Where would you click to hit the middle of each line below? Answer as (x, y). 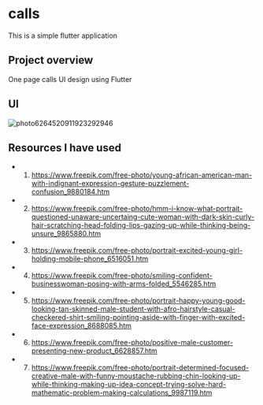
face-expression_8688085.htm (81, 326)
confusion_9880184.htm (70, 192)
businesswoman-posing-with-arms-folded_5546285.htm (124, 284)
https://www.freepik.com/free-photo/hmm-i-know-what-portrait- (137, 209)
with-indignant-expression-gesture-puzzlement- (110, 184)
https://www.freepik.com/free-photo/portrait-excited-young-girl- (137, 251)
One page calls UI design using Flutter (70, 79)
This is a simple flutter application (63, 35)
